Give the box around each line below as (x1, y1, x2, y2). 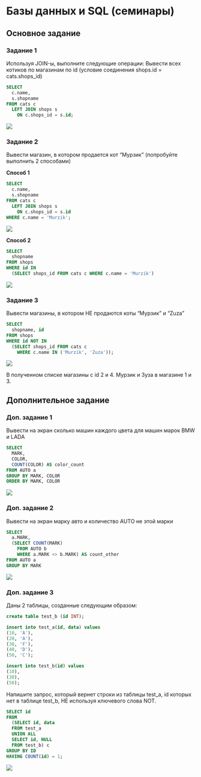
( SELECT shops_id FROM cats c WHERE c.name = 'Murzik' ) (11, 270, 154, 277)
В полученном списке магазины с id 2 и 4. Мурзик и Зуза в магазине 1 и (6, 371, 192, 379)
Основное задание (6, 28, 81, 38)
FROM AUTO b (17, 546, 47, 552)
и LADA (6, 433, 25, 440)
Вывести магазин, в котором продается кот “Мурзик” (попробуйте (6, 151, 178, 159)
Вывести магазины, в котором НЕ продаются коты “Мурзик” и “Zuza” (6, 309, 185, 317)
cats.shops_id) (6, 72, 43, 79)
